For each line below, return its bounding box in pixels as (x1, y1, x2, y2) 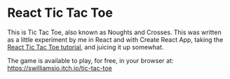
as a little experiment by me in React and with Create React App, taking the (7, 35, 224, 43)
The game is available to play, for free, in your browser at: (7, 56, 174, 64)
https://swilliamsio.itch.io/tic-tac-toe (7, 64, 112, 72)
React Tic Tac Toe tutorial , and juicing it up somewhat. (7, 43, 164, 51)
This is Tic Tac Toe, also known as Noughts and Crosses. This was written (7, 28, 222, 36)
